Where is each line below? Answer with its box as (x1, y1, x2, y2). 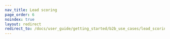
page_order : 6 (5, 12, 35, 17)
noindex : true (5, 17, 35, 22)
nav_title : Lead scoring (5, 7, 57, 13)
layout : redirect (5, 21, 42, 27)
